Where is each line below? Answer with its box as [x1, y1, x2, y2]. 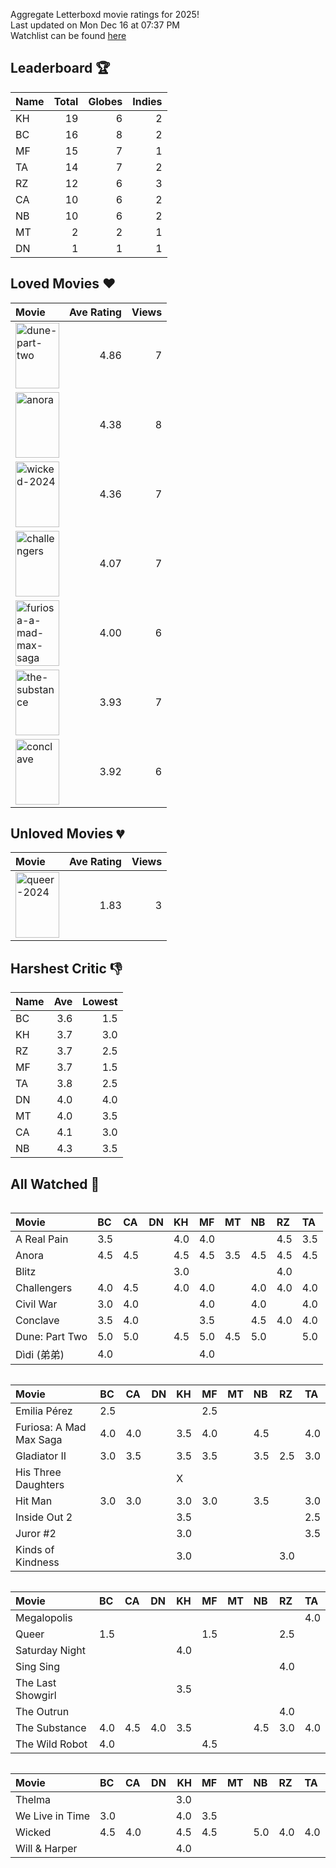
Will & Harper [15, 1842, 78, 1856]
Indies [132, 94, 163, 108]
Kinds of [15, 1543, 55, 1557]
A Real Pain [15, 1232, 69, 1246]
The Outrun [15, 1705, 70, 1719]
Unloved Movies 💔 [10, 825, 125, 843]
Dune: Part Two [15, 1330, 88, 1344]
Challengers [15, 1281, 73, 1295]
